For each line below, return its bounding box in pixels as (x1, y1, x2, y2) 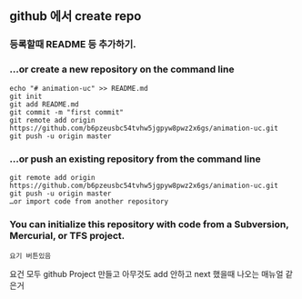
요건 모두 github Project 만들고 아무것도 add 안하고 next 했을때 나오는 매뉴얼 (9, 269, 284, 280)
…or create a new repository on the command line (9, 63, 235, 75)
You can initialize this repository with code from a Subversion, (9, 217, 289, 230)
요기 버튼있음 (9, 252, 52, 261)
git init (9, 92, 43, 101)
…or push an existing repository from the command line (9, 153, 261, 165)
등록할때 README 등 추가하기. (9, 38, 136, 51)
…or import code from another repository (9, 196, 169, 206)
